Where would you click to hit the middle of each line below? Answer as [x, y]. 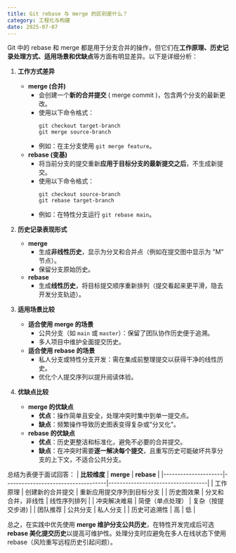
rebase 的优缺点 [51, 434]
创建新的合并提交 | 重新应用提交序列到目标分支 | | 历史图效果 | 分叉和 [124, 492]
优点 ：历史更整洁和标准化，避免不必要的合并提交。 [112, 442]
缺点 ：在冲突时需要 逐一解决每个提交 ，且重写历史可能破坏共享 [128, 451]
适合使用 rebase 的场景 [61, 351]
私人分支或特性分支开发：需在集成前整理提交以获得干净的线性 [128, 360]
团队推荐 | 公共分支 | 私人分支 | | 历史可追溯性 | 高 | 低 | [117, 509]
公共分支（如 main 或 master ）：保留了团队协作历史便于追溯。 [126, 333]
